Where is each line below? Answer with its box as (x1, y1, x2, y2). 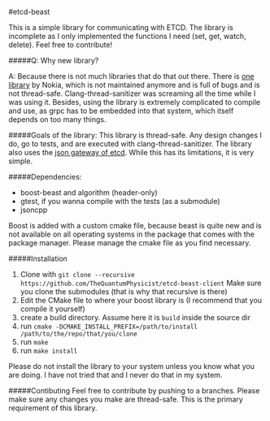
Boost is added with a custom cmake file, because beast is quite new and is (8, 221, 262, 230)
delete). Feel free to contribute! (8, 40, 112, 50)
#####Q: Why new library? (8, 56, 99, 65)
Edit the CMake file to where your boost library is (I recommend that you (20, 296, 263, 305)
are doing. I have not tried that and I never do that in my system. (8, 370, 223, 380)
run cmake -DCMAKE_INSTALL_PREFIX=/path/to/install (20, 321, 198, 331)
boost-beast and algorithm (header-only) (20, 188, 159, 197)
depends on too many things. (8, 115, 107, 124)
